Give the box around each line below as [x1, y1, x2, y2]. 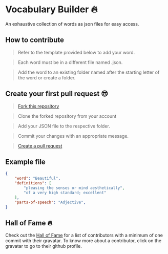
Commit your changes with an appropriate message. [17, 133, 129, 139]
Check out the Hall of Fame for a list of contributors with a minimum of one [5, 232, 163, 239]
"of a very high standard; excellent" [24, 190, 107, 195]
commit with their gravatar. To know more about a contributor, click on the [5, 238, 162, 244]
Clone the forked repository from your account [17, 113, 117, 119]
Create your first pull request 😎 [5, 90, 109, 98]
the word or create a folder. [17, 74, 76, 80]
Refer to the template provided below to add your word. [17, 49, 135, 55]
